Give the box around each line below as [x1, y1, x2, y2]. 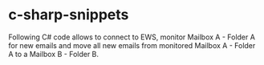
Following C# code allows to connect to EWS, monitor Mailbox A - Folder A [8, 32, 255, 42]
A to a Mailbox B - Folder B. [8, 49, 99, 59]
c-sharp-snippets [8, 6, 129, 24]
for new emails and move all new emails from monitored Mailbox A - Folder [8, 40, 256, 50]
